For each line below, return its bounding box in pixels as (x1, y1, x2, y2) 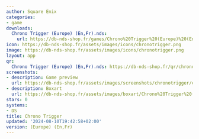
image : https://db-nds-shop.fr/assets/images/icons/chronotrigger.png (6, 47, 184, 53)
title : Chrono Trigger (6, 113, 62, 119)
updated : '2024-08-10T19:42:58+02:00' (6, 119, 102, 125)
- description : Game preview (6, 75, 78, 80)
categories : (6, 14, 36, 20)
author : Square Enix (6, 8, 57, 15)
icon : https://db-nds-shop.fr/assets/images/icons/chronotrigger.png (6, 42, 182, 48)
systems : (6, 102, 28, 108)
